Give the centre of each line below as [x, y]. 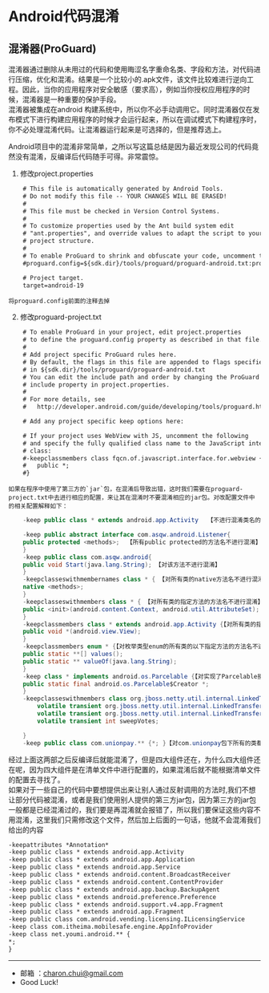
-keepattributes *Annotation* [59, 845]
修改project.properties [56, 174]
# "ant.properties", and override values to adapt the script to [134, 233]
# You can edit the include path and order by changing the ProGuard [141, 377]
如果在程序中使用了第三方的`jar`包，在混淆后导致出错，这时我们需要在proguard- [126, 489]
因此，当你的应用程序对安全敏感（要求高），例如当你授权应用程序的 [132, 89]
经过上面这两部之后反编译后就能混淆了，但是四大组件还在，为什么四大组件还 [134, 760]
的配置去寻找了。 [36, 780]
